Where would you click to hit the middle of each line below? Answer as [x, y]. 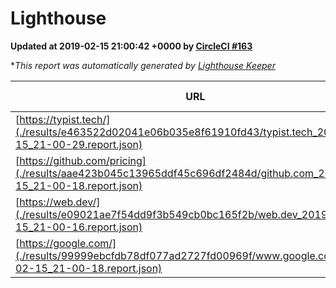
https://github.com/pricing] [83, 160]
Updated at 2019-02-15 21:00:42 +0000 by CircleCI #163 [131, 46]
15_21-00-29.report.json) [79, 144]
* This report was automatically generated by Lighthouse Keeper [143, 65]
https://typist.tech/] [65, 119]
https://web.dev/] [60, 202]
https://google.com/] [68, 243]
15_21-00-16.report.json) [79, 227]
